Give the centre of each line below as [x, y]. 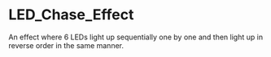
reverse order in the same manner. [66, 45]
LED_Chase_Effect [71, 15]
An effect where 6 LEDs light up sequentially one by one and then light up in [135, 37]
